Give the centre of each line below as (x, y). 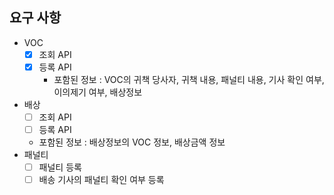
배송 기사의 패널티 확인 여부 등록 (101, 180)
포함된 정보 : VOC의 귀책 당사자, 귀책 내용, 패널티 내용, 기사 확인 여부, (189, 79)
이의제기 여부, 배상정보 (98, 92)
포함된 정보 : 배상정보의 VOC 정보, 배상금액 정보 (132, 142)
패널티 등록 (60, 167)
